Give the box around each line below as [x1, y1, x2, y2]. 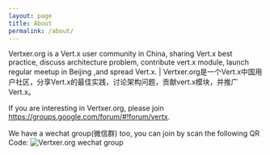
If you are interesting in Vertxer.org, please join [8, 103, 164, 113]
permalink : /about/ [8, 27, 74, 35]
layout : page [8, 11, 53, 20]
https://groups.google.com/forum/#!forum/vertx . [8, 112, 171, 122]
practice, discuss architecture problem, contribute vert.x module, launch [8, 57, 249, 67]
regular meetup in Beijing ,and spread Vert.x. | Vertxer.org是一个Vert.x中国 [8, 67, 256, 77]
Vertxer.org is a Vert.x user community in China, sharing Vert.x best [8, 49, 233, 59]
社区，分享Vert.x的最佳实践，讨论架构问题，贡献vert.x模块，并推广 [15, 77, 238, 87]
